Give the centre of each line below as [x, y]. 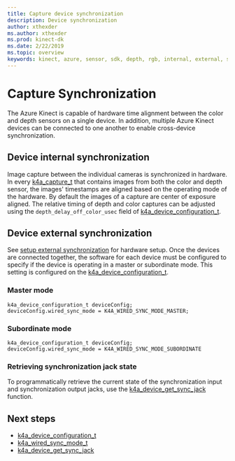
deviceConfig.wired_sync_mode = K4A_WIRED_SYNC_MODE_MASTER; [98, 311]
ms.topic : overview [36, 53]
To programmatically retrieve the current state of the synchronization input [115, 382]
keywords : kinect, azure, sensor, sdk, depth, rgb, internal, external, [115, 59]
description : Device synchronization [62, 20]
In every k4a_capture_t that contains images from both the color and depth [115, 182]
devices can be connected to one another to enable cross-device [101, 128]
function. [20, 397]
